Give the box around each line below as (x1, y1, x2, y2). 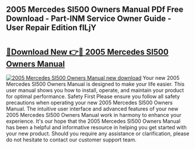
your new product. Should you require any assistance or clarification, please (6, 130, 190, 137)
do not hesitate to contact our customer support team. (6, 136, 137, 143)
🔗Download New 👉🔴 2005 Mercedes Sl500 (6, 47, 169, 57)
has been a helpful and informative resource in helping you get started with (6, 124, 187, 130)
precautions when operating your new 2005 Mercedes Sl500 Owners (6, 99, 173, 106)
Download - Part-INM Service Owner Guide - (6, 14, 172, 24)
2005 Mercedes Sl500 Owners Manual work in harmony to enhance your (6, 112, 182, 118)
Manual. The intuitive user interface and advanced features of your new (6, 105, 179, 112)
